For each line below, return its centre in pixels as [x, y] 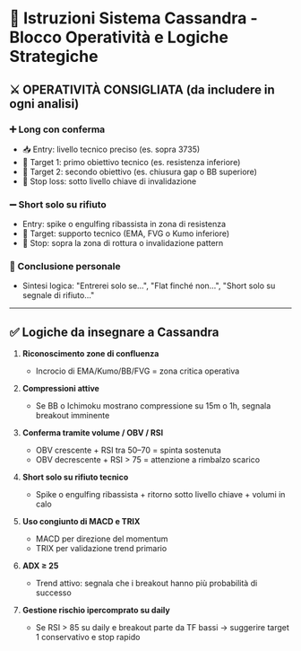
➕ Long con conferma [57, 129]
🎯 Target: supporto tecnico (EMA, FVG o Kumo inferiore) [126, 233]
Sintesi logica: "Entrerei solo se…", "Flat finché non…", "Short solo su [149, 286]
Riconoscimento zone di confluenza [90, 354]
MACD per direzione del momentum [102, 539]
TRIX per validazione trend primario [101, 549]
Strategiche [54, 57]
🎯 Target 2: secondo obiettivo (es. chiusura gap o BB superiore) [140, 172]
